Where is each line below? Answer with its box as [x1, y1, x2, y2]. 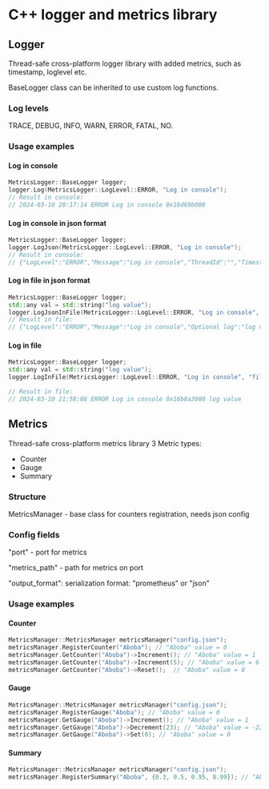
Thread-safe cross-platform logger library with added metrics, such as [8, 58, 242, 68]
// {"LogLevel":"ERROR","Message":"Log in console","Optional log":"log [8, 323, 256, 332]
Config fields [8, 529, 60, 540]
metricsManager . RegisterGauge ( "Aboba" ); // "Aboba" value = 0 [8, 708, 220, 716]
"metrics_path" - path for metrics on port [8, 563, 144, 573]
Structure [8, 491, 46, 502]
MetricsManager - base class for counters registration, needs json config [8, 509, 250, 518]
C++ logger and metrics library [8, 6, 218, 24]
